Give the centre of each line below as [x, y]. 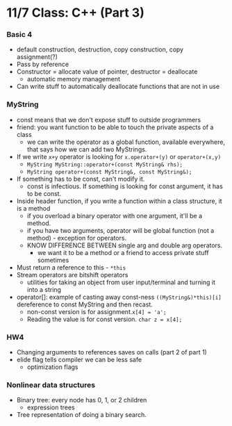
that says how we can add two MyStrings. [87, 149]
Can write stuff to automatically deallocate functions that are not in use [118, 87]
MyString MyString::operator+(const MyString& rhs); [105, 165]
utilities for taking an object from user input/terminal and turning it [121, 282]
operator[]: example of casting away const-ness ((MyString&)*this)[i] [119, 297]
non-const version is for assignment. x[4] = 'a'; [97, 311]
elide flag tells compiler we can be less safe [79, 360]
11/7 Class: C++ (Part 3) [76, 13]
